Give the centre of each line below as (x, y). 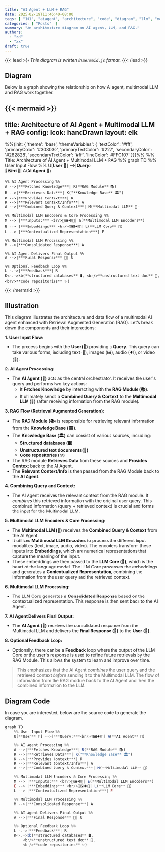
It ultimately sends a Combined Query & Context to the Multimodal (88, 397)
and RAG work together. (29, 93)
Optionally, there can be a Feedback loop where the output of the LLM (83, 650)
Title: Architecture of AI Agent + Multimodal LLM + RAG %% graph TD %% (81, 160)
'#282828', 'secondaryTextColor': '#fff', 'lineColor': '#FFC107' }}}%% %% (80, 155)
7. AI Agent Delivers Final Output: (40, 616)
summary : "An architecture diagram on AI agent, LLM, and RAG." (72, 28)
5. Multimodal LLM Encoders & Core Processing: (55, 521)
